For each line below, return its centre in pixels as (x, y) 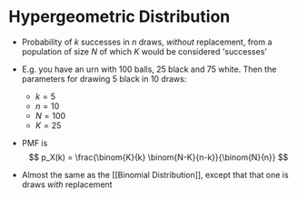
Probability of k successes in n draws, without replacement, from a (147, 42)
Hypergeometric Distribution (119, 17)
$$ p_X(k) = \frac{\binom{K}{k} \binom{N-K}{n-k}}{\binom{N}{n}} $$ (159, 157)
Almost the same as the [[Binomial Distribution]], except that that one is (155, 174)
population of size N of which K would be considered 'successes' (144, 51)
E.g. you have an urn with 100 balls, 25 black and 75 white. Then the (149, 69)
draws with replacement (67, 184)
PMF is (35, 143)
